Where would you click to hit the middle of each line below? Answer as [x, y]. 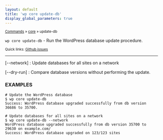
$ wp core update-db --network [37, 120]
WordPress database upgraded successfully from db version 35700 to [76, 124]
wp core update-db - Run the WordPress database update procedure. [74, 41]
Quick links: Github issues [27, 49]
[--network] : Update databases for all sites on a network [62, 63]
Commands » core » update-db [31, 32]
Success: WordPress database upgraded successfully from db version [76, 103]
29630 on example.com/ [28, 128]
